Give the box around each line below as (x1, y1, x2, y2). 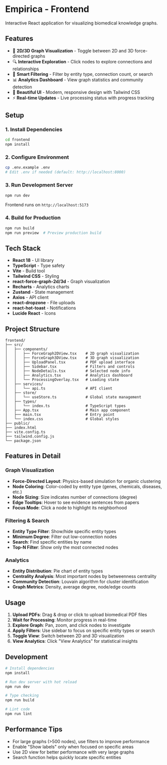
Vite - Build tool (12, 268, 45, 274)
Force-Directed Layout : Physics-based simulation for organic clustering (12, 478, 161, 484)
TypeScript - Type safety (12, 263, 65, 269)
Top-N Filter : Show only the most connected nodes (12, 545, 119, 551)
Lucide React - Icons (12, 310, 56, 316)
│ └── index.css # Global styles (5, 416, 120, 422)
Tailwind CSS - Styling (12, 273, 59, 279)
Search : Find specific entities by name (12, 539, 92, 545)
